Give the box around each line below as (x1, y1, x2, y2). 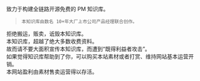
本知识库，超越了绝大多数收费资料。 (6, 38, 98, 44)
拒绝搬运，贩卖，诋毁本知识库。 (6, 30, 87, 37)
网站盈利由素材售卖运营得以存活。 (11, 68, 98, 75)
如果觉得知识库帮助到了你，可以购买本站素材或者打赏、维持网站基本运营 (6, 53, 188, 60)
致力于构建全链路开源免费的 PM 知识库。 (6, 5, 109, 12)
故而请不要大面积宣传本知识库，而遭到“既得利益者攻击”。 (6, 45, 151, 52)
